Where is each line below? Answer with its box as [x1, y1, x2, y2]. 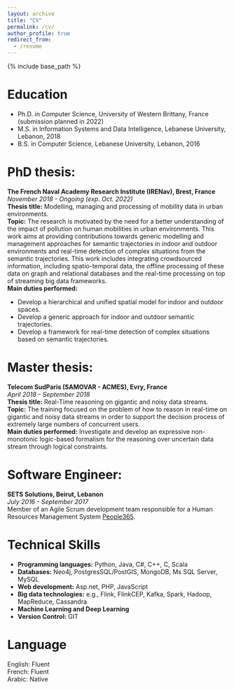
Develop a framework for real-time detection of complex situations [17, 327, 210, 336]
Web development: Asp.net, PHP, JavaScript [17, 582, 149, 591]
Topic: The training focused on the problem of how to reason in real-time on [7, 404, 228, 414]
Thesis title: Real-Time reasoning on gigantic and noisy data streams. [7, 397, 209, 406]
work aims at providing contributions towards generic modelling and [7, 232, 205, 240]
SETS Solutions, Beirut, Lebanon [7, 490, 104, 498]
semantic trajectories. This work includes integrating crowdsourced [7, 254, 202, 263]
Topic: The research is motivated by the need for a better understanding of [7, 217, 224, 225]
